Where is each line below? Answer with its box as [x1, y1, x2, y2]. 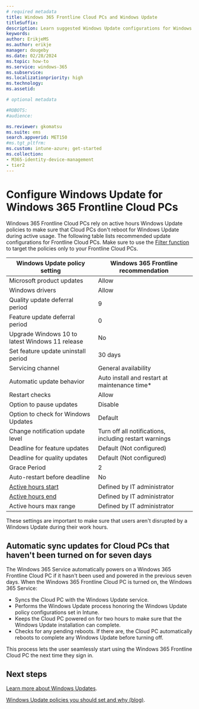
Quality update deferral [9, 296, 74, 304]
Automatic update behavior [9, 377, 85, 386]
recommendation [119, 266, 169, 275]
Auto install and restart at [98, 374, 168, 382]
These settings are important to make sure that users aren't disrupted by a [6, 517, 188, 524]
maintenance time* [98, 381, 152, 389]
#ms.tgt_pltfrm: [6, 140, 46, 146]
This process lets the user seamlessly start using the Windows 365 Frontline [6, 646, 192, 653]
